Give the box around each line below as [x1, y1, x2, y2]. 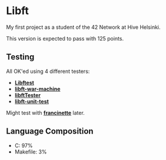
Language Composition [6, 126, 94, 136]
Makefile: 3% [14, 148, 47, 155]
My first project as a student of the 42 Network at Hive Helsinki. [6, 24, 161, 31]
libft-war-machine [14, 85, 61, 92]
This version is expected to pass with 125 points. [6, 35, 124, 42]
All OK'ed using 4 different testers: [6, 68, 90, 75]
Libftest [14, 79, 34, 86]
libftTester [14, 91, 41, 98]
